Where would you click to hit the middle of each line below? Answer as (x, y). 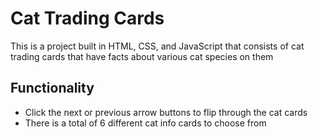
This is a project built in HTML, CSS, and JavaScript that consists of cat (157, 46)
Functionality (52, 88)
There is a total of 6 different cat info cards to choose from (145, 123)
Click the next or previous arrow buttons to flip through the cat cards (166, 112)
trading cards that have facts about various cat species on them (142, 56)
